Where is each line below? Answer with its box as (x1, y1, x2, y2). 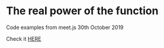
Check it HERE (6, 35, 41, 42)
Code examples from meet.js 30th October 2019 (6, 24, 124, 31)
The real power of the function (6, 4, 159, 18)
